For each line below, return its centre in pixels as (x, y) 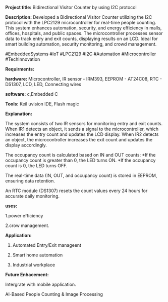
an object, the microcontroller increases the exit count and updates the (79, 140)
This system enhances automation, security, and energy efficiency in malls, (83, 28)
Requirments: (20, 69)
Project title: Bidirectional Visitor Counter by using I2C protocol (71, 7)
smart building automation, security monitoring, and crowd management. (81, 44)
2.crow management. (27, 225)
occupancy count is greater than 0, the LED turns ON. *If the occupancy (80, 160)
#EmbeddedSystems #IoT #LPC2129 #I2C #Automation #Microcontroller (81, 54)
